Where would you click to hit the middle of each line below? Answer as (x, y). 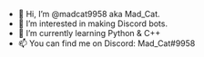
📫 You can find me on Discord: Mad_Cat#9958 (107, 43)
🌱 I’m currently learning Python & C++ (89, 33)
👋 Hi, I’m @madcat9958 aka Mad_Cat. (89, 14)
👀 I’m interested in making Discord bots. (93, 24)
